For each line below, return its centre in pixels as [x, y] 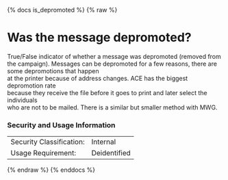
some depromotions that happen [53, 70]
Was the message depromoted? [99, 38]
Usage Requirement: [43, 153]
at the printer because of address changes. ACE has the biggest [98, 78]
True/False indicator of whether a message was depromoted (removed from [114, 56]
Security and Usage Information [61, 125]
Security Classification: [48, 142]
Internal [104, 142]
